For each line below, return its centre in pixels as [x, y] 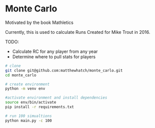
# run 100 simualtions [28, 116]
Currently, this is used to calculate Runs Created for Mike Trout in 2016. [78, 32]
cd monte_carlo [21, 75]
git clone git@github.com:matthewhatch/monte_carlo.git [64, 70]
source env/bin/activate [31, 103]
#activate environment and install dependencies [56, 98]
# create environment [27, 84]
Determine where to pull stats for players [54, 57]
